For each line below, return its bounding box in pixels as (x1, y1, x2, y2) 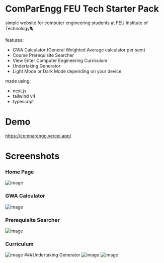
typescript (12, 98, 34, 104)
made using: (5, 78, 31, 84)
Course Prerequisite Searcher (12, 52, 74, 58)
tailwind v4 (12, 93, 36, 99)
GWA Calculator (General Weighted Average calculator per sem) (12, 46, 146, 53)
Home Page (5, 168, 34, 175)
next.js (12, 88, 27, 94)
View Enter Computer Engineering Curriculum (12, 57, 108, 63)
